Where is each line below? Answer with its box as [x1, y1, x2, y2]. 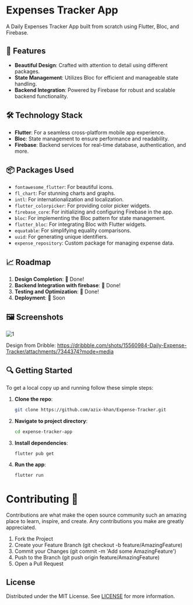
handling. [14, 80, 37, 87]
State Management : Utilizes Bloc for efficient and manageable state [14, 74, 179, 81]
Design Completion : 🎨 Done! [14, 276, 85, 283]
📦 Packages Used [6, 165, 74, 175]
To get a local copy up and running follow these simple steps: [6, 384, 153, 391]
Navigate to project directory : [14, 417, 88, 424]
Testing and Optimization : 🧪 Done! [14, 288, 99, 295]
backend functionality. [14, 92, 68, 99]
